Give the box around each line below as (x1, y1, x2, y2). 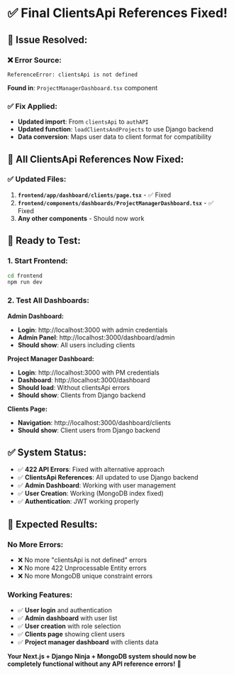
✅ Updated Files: (7, 174, 67, 184)
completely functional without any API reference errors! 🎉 (7, 659, 182, 669)
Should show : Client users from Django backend (17, 426, 161, 434)
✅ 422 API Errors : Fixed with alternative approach (17, 465, 165, 474)
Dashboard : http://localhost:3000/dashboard (17, 375, 150, 384)
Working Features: (7, 590, 73, 600)
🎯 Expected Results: (7, 518, 98, 530)
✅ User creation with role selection (17, 622, 121, 630)
